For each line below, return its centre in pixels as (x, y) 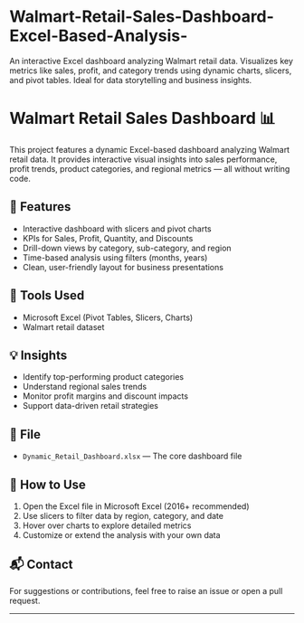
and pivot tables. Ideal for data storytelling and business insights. (131, 80)
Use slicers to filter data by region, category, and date (123, 515)
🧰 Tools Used (47, 296)
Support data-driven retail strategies (90, 406)
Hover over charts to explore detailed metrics (107, 525)
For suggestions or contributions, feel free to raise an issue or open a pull (146, 590)
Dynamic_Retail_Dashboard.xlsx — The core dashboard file (132, 456)
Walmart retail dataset (63, 326)
